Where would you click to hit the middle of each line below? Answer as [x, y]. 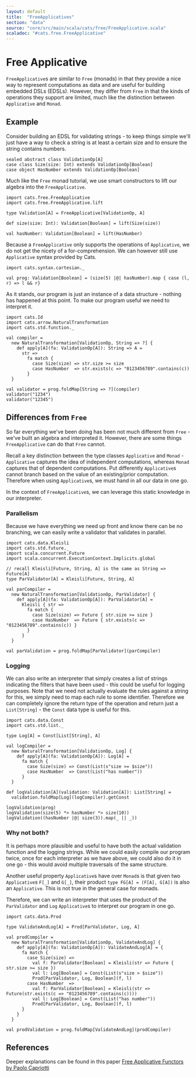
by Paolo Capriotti [28, 1068]
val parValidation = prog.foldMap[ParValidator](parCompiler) [83, 651]
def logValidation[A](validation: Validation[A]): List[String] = [89, 792]
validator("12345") [30, 399]
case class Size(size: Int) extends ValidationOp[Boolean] [80, 164]
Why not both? [27, 833]
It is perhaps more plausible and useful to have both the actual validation [94, 846]
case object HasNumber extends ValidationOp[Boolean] [73, 170]
